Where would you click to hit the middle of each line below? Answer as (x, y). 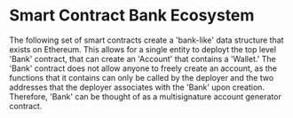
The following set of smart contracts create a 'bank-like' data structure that (146, 40)
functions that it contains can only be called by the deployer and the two (142, 77)
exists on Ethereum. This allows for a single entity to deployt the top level (143, 49)
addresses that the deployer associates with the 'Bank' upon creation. (137, 87)
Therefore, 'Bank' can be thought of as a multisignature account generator (145, 96)
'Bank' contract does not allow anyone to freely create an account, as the (143, 68)
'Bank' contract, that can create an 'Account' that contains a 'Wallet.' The (143, 59)
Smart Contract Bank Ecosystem (132, 16)
